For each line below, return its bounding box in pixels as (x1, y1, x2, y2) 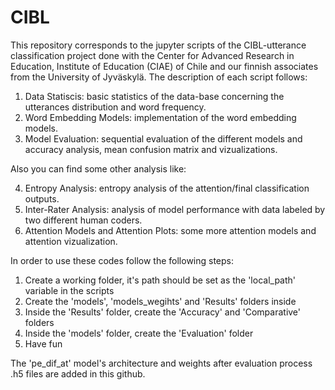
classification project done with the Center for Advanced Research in (10, 49, 295, 61)
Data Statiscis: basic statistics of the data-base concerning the (24, 90, 285, 102)
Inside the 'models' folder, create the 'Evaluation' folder (24, 327, 254, 339)
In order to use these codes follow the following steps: (10, 254, 235, 266)
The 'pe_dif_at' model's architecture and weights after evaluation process (10, 357, 313, 369)
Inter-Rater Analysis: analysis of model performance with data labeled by (24, 203, 326, 215)
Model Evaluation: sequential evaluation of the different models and (24, 132, 303, 145)
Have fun (24, 337, 63, 350)
